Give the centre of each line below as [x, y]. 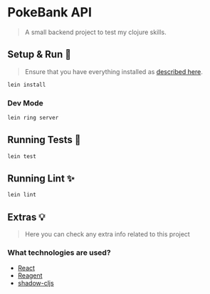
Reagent [30, 275]
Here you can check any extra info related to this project [107, 234]
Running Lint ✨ [41, 178]
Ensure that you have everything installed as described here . [114, 71]
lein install [27, 85]
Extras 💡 [26, 217]
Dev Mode [26, 103]
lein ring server [33, 117]
